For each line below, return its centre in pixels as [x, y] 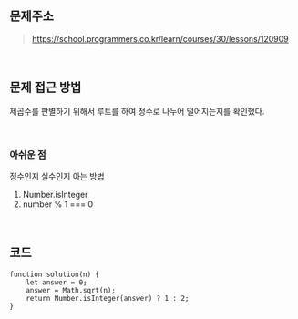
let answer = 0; [57, 282]
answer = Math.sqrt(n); [71, 290]
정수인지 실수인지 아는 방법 [57, 176]
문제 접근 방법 [46, 88]
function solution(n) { [55, 274]
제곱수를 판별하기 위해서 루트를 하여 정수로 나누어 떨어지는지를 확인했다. [137, 111]
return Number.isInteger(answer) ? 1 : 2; [108, 298]
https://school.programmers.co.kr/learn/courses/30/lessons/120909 [160, 38]
